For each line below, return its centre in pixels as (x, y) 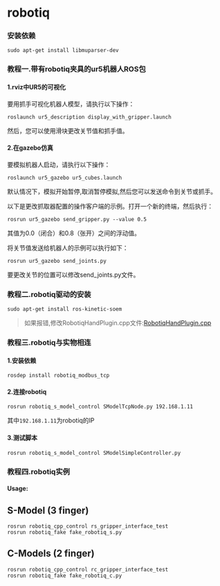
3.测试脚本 (22, 438)
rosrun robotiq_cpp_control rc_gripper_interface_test (88, 569)
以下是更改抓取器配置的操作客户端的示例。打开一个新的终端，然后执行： (110, 206)
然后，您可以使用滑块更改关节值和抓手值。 (68, 130)
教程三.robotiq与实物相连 (49, 343)
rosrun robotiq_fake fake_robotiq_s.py (65, 532)
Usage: (18, 489)
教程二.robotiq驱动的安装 (49, 294)
